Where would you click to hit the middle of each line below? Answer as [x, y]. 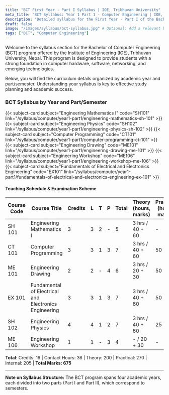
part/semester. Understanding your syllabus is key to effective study [76, 84]
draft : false [19, 24]
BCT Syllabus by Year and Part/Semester [56, 102]
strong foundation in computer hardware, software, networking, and [75, 63]
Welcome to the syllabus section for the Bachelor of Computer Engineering [83, 47]
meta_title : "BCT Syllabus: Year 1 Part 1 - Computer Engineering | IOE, [84, 15]
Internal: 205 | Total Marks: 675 [38, 363]
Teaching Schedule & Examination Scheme [51, 188]
